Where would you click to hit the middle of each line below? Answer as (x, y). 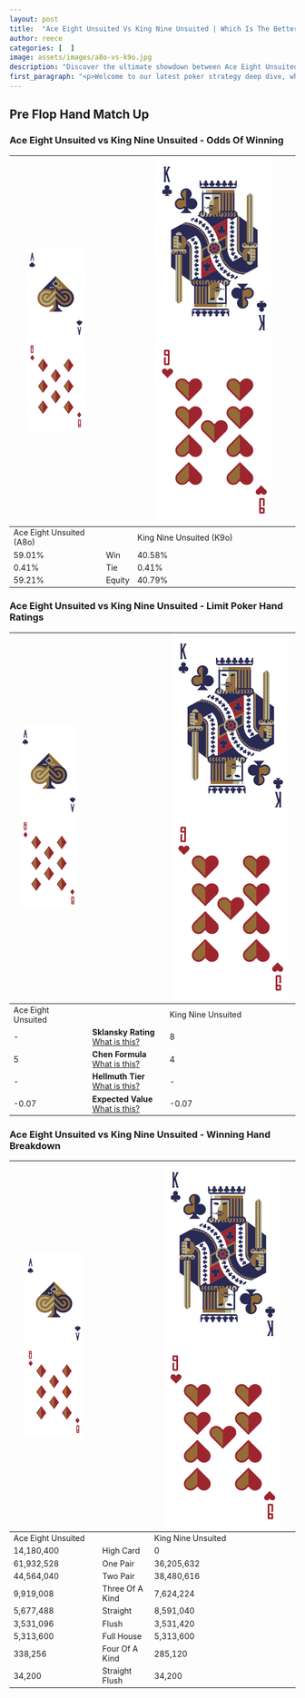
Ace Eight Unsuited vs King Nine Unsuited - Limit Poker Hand (147, 606)
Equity (118, 580)
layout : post (34, 19)
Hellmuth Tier (118, 1076)
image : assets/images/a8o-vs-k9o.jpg (81, 58)
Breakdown (35, 1146)
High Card (121, 1551)
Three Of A (123, 1589)
